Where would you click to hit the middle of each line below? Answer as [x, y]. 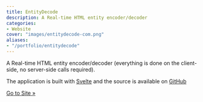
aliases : [17, 40]
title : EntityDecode [32, 12]
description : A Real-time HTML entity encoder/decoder [77, 18]
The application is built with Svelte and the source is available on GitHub [96, 81]
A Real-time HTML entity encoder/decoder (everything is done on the [93, 63]
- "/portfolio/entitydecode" [43, 46]
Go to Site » [21, 93]
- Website [19, 29]
